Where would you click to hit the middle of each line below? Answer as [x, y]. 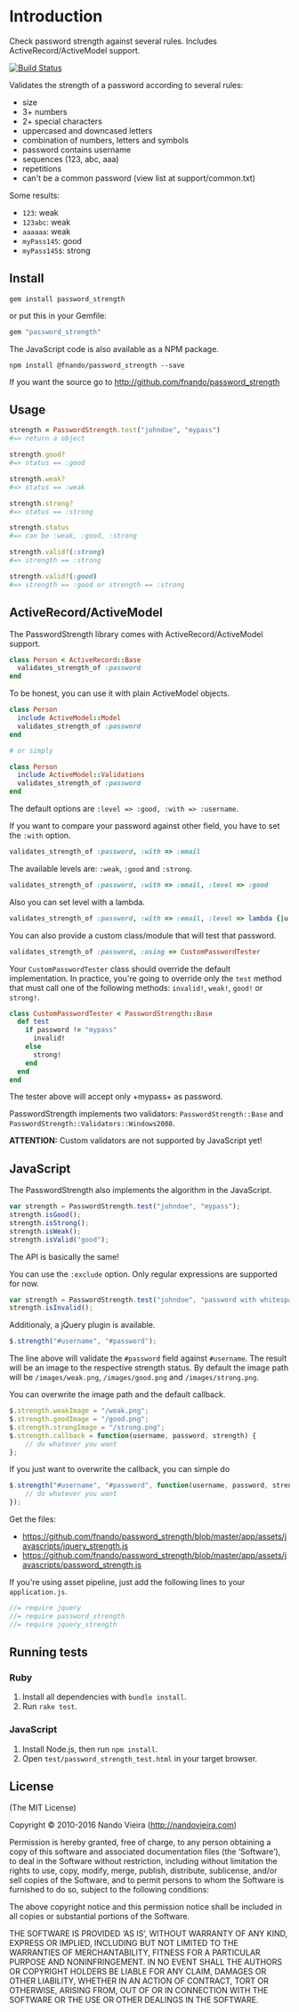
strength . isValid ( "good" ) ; [59, 1239]
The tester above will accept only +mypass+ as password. [116, 1097]
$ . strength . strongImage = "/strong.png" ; [87, 1427]
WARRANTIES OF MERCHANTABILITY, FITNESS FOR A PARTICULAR [135, 1952]
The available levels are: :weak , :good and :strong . [101, 868]
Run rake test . [49, 1706]
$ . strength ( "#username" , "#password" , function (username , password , [139, 1485]
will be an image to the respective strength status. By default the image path [149, 1368]
